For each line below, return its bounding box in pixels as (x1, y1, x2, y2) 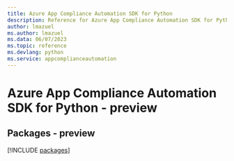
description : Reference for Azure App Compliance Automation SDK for (7, 17, 214, 24)
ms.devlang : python (7, 49, 64, 56)
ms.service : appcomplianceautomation (7, 56, 117, 62)
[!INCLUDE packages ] (7, 146, 70, 154)
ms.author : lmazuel (7, 29, 64, 37)
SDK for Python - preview (7, 100, 158, 115)
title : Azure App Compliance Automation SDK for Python (7, 10, 173, 17)
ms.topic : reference (7, 42, 68, 49)
